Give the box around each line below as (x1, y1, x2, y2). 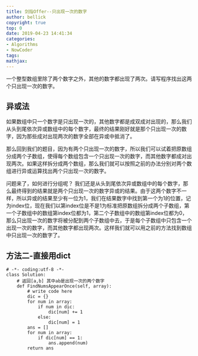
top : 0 (6, 25, 22, 31)
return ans (27, 345, 54, 351)
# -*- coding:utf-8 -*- (6, 267, 65, 273)
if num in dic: (37, 304, 75, 310)
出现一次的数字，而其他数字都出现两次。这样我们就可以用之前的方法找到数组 (6, 224, 192, 231)
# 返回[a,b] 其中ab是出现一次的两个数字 (16, 278, 105, 284)
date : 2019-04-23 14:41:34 (6, 31, 72, 37)
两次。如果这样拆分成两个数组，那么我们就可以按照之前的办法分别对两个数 (11, 160, 192, 167)
